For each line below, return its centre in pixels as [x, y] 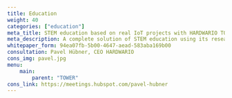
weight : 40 [23, 20]
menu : [15, 65]
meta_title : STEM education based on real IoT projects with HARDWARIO [112, 33]
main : [28, 71]
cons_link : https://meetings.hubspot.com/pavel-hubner [88, 84]
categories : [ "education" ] [46, 26]
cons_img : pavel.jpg [37, 59]
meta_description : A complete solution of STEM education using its [108, 39]
